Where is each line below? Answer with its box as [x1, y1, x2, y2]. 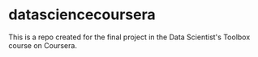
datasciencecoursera [8, 6, 156, 24]
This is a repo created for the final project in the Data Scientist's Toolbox [8, 32, 251, 42]
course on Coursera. [8, 40, 77, 50]
